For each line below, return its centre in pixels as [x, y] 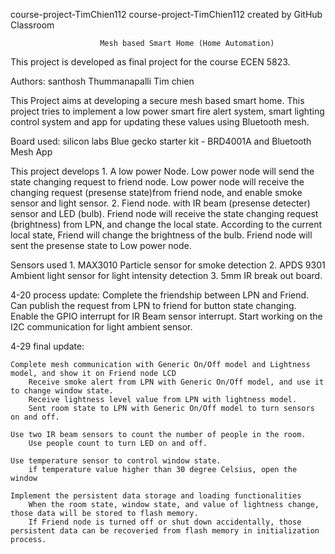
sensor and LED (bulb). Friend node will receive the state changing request [164, 213]
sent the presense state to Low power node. [101, 245]
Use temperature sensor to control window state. [116, 461]
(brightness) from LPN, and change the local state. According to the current [166, 224]
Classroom [32, 25]
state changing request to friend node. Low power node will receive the [157, 182]
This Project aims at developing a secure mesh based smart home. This [157, 100]
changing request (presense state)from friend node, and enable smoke [156, 192]
